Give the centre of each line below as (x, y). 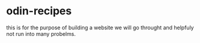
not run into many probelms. (41, 33)
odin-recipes (39, 11)
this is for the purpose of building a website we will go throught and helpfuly (100, 27)
